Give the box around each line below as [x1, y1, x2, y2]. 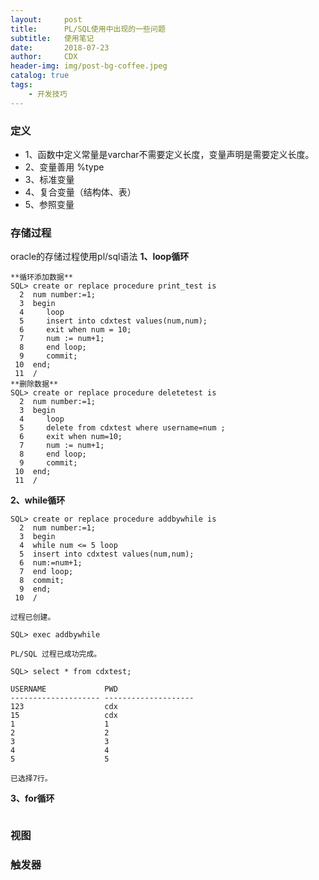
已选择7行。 [10, 774, 53, 784]
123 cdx [10, 702, 118, 712]
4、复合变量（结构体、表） [24, 186, 137, 198]
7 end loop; [19, 567, 74, 577]
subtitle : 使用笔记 [10, 33, 95, 43]
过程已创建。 [10, 612, 56, 623]
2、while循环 [10, 494, 66, 506]
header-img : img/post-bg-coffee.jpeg [10, 61, 168, 71]
